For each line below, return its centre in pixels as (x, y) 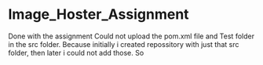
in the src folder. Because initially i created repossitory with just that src (124, 44)
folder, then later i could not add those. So (76, 52)
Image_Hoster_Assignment (99, 14)
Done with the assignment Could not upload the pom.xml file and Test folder (131, 36)
